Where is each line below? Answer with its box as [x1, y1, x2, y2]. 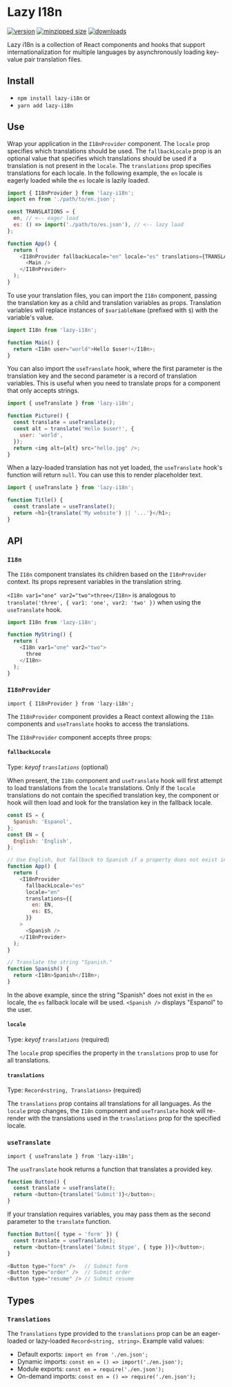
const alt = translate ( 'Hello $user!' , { [13, 425, 135, 432]
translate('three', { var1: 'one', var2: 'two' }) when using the [7, 598, 202, 606]
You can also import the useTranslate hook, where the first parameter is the [7, 365, 222, 373]
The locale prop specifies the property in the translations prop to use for [7, 1049, 219, 1057]
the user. [7, 1005, 32, 1013]
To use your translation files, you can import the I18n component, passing [7, 291, 217, 300]
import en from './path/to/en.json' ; [7, 196, 116, 203]
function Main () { [7, 339, 60, 346]
